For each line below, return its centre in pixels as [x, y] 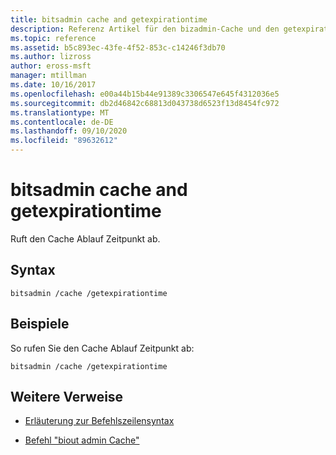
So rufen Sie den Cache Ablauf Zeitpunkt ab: [102, 348]
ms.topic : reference [53, 38]
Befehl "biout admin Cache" [82, 440]
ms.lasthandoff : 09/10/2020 [69, 131]
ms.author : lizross [51, 57]
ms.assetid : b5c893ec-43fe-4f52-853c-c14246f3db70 [118, 47]
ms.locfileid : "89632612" [64, 141]
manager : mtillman [48, 76]
